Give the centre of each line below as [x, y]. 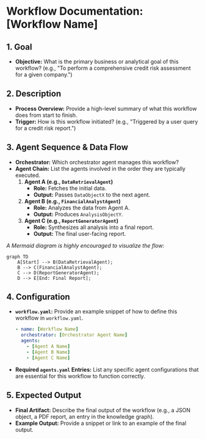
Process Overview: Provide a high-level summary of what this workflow [106, 108]
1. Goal [19, 47]
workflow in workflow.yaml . [49, 318]
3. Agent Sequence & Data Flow [67, 147]
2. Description [34, 94]
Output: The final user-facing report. [80, 233]
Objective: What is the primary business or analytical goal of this [97, 62]
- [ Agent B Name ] [49, 352]
